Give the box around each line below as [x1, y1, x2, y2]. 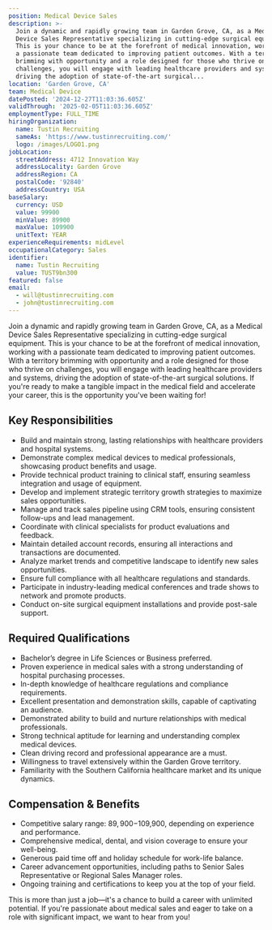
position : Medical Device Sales [8, 11, 117, 20]
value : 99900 [15, 208, 60, 216]
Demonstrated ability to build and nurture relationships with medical [19, 713, 247, 723]
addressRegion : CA [15, 171, 79, 179]
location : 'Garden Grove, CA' [8, 80, 111, 88]
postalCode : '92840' [15, 178, 85, 187]
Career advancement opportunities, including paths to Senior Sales [19, 862, 244, 872]
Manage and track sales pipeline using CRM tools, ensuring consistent [19, 504, 255, 514]
